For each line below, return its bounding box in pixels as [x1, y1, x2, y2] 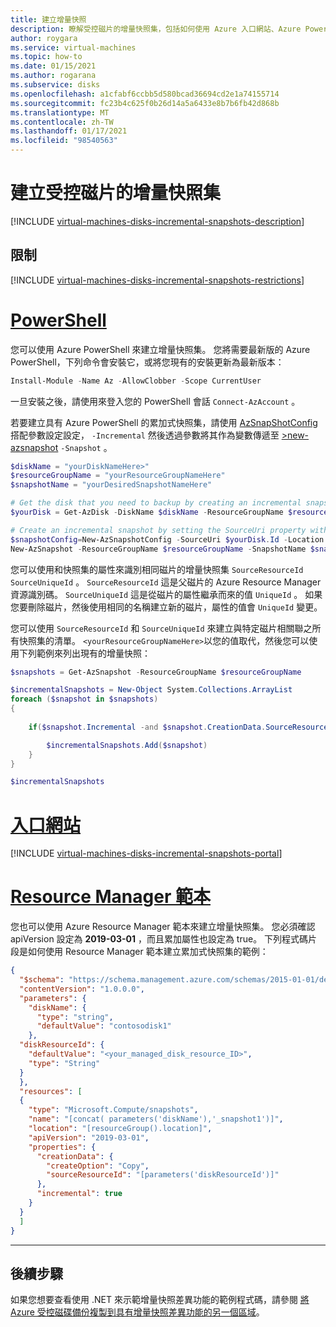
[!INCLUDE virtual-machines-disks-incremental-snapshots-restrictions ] [10, 274, 305, 286]
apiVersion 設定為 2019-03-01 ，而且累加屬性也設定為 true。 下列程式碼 [10, 933, 309, 945]
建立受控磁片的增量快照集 [10, 182, 222, 205]
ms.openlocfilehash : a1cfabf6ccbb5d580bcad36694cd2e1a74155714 [10, 89, 280, 99]
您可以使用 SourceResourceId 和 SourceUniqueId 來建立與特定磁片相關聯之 [10, 622, 313, 634]
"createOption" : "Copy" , [46, 1161, 150, 1171]
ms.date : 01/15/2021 [10, 61, 97, 71]
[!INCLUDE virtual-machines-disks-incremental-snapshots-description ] [10, 215, 305, 227]
